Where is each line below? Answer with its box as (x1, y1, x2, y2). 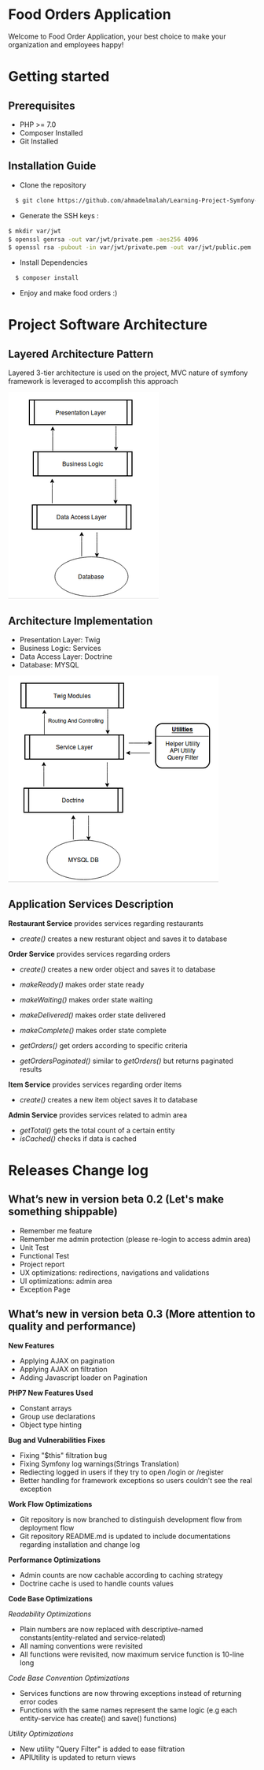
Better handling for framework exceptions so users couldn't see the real (19, 1475, 253, 1485)
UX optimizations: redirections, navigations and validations (19, 1267, 210, 1277)
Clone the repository (19, 180, 86, 190)
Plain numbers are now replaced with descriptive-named (19, 1624, 203, 1634)
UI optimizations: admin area (19, 1276, 112, 1285)
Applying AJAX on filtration (19, 1364, 108, 1374)
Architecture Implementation (8, 614, 153, 627)
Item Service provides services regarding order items (8, 1080, 182, 1089)
